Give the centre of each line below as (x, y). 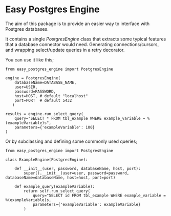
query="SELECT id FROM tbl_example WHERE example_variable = (99, 196)
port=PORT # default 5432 (43, 100)
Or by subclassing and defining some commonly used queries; (71, 141)
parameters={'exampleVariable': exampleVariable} (87, 204)
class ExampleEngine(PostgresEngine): (47, 160)
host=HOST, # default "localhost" (51, 96)
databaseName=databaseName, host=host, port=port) (60, 178)
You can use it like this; (30, 59)
